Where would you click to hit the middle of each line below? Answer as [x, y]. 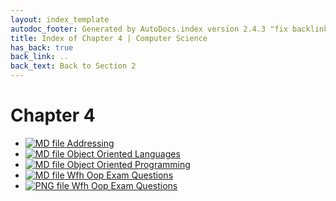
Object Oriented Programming [128, 164]
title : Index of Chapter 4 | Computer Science [109, 38]
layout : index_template [60, 19]
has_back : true [42, 47]
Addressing [90, 143]
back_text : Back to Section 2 [73, 66]
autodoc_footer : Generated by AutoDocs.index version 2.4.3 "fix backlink [169, 29]
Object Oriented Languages [123, 153]
